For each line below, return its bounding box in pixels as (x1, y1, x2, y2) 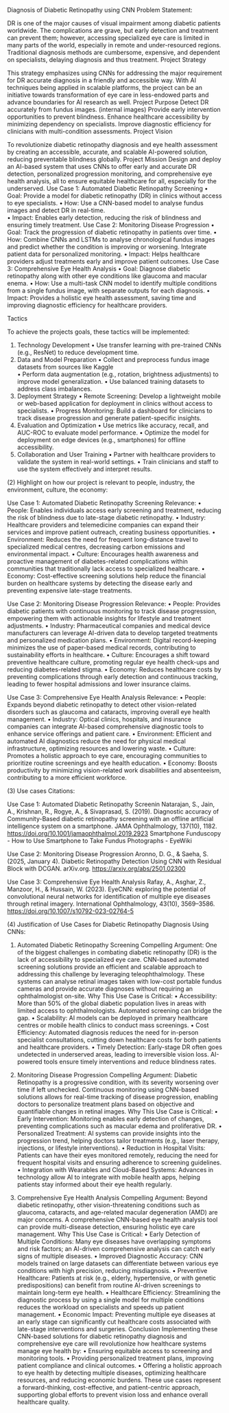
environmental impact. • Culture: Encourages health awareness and (7, 550, 199, 558)
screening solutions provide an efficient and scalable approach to (16, 963, 202, 971)
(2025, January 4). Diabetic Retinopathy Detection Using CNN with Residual (7, 858, 221, 865)
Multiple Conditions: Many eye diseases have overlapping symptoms (16, 1237, 211, 1245)
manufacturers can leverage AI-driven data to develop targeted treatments (7, 629, 218, 637)
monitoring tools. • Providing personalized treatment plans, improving (16, 1354, 214, 1362)
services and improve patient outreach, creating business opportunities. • (7, 528, 216, 536)
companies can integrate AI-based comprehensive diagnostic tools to (7, 722, 204, 731)
